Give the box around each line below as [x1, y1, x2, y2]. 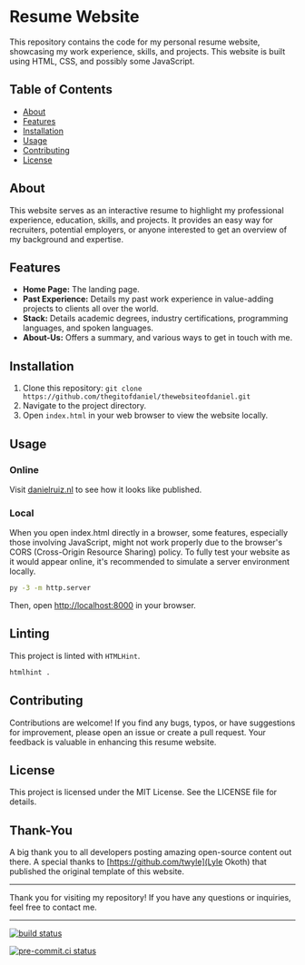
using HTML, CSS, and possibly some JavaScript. [9, 55, 195, 66]
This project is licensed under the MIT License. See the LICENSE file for [9, 787, 278, 798]
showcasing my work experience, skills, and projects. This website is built [9, 45, 286, 56]
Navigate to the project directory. [22, 400, 147, 411]
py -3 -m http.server [9, 584, 92, 593]
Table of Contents [9, 82, 113, 97]
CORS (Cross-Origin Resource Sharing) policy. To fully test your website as [9, 547, 290, 557]
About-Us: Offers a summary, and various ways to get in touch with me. [22, 332, 293, 343]
